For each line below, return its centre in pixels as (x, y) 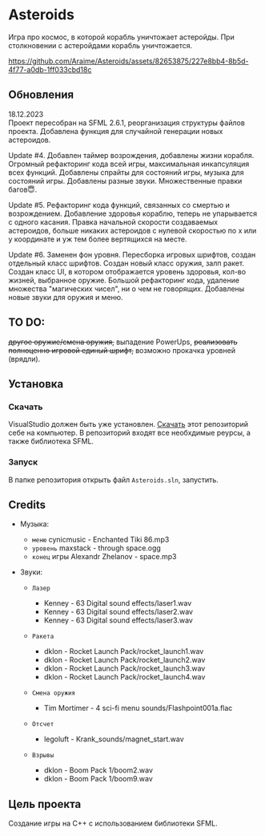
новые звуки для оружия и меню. (66, 297)
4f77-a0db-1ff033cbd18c (50, 69)
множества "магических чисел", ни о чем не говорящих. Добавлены (126, 288)
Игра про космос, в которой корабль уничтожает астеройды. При (121, 37)
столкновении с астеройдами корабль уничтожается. (100, 45)
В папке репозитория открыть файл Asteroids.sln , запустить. (113, 480)
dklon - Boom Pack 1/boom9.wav (98, 779)
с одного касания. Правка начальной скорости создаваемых (113, 221)
